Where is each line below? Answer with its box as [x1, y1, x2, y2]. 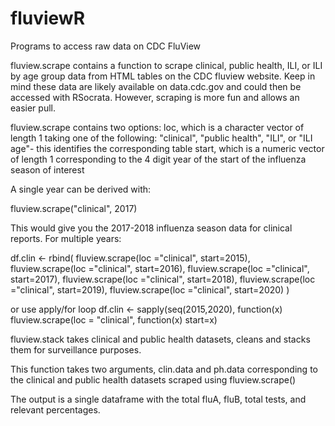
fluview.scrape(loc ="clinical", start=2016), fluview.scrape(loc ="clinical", [10, 262, 310, 274]
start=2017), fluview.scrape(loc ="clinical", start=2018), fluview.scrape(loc [10, 273, 316, 285]
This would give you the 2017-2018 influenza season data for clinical [10, 222, 293, 234]
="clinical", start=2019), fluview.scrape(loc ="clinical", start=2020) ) [10, 283, 290, 296]
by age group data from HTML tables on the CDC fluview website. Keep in [10, 70, 316, 82]
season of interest [10, 163, 85, 176]
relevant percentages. [10, 403, 101, 416]
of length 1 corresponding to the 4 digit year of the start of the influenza [10, 153, 307, 165]
